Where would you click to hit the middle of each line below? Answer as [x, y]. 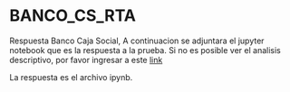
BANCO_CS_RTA [72, 16]
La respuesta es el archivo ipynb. [71, 77]
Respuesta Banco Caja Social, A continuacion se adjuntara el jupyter [137, 41]
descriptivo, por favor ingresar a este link [86, 60]
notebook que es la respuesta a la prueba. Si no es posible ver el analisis [145, 50]
